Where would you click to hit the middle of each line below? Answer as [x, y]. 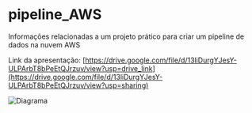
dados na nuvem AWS [44, 44]
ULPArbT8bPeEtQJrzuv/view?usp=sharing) [78, 85]
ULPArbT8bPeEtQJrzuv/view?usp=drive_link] [82, 68]
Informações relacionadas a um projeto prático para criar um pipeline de [126, 36]
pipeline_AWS [55, 15]
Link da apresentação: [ [47, 60]
